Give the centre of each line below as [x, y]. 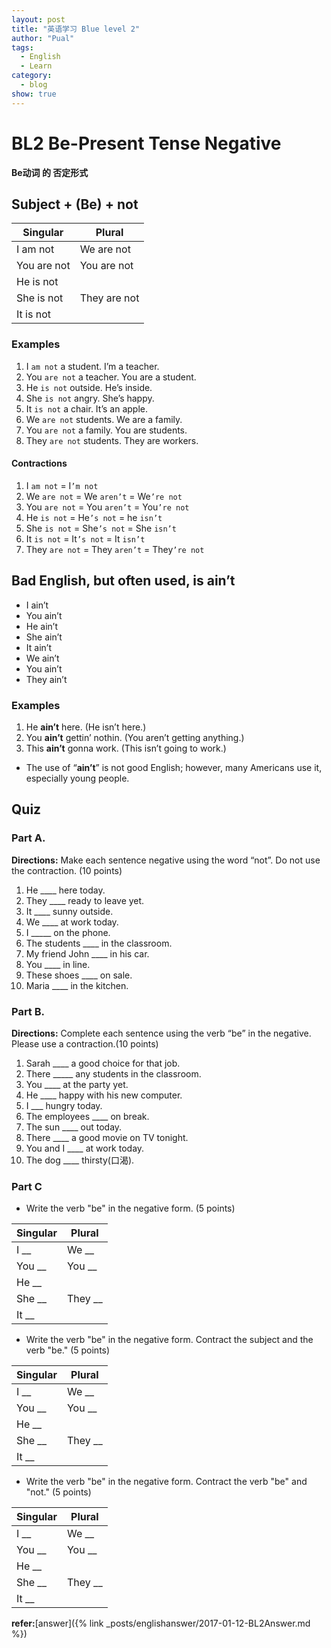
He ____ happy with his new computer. [104, 1095]
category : [32, 76]
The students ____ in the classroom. [99, 943]
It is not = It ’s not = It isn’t [85, 538]
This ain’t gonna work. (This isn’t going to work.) [126, 748]
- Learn [36, 66]
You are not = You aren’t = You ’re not [107, 507]
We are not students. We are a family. [104, 419]
